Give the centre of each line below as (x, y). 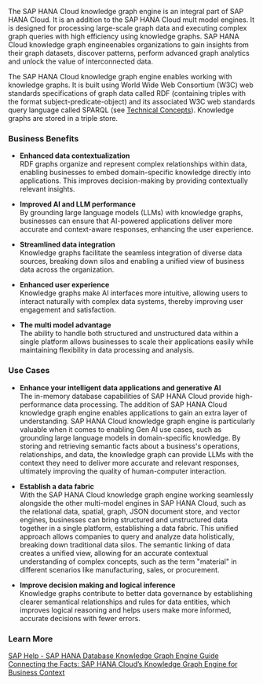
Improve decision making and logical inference (97, 585)
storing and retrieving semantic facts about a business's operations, (130, 446)
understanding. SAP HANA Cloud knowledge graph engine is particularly (137, 421)
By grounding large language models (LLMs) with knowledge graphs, (131, 213)
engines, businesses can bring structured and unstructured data (124, 519)
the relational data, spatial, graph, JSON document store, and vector (130, 511)
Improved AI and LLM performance (77, 204)
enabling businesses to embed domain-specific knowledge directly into (135, 173)
